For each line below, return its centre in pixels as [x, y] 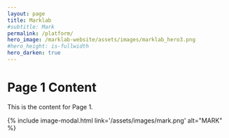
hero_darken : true [34, 53]
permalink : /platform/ [40, 33]
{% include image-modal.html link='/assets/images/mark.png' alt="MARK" [115, 120]
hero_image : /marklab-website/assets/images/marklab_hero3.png [102, 40]
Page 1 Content [52, 88]
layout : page [26, 14]
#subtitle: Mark [31, 27]
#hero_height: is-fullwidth [48, 46]
